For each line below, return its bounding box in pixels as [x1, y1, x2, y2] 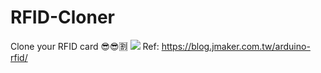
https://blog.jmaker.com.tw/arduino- [161, 40, 311, 52]
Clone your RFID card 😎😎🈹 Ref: [10, 40, 160, 52]
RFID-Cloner [10, 6, 115, 29]
